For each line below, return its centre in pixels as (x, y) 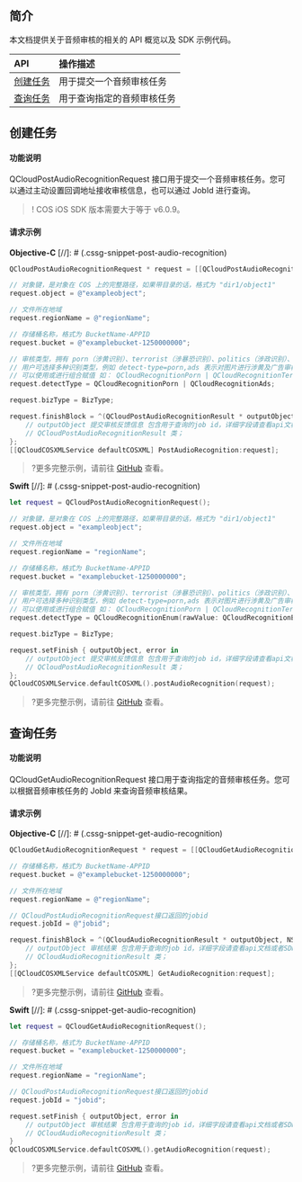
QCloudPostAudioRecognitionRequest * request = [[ (106, 269)
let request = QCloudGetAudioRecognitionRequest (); (108, 1026)
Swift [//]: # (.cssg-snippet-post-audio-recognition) (105, 486)
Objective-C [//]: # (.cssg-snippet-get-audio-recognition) (116, 834)
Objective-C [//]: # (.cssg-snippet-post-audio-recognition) (118, 252)
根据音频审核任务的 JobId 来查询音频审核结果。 (105, 791)
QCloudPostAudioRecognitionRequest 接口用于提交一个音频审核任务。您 (144, 179)
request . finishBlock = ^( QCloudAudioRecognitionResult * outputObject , (146, 940)
